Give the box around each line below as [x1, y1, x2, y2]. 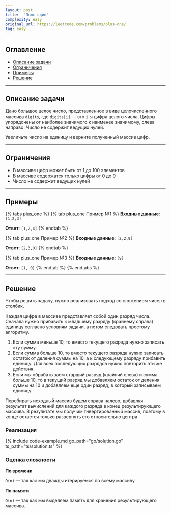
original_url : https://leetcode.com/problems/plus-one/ [5, 21, 126, 27]
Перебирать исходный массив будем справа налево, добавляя [5, 397, 144, 404]
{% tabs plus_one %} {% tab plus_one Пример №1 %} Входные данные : [5, 211, 160, 217]
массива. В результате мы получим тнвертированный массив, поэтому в [5, 408, 165, 415]
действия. [12, 366, 35, 372]
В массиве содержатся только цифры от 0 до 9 [12, 173, 116, 179]
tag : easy [5, 26, 26, 32]
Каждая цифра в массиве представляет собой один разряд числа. [5, 313, 151, 319]
